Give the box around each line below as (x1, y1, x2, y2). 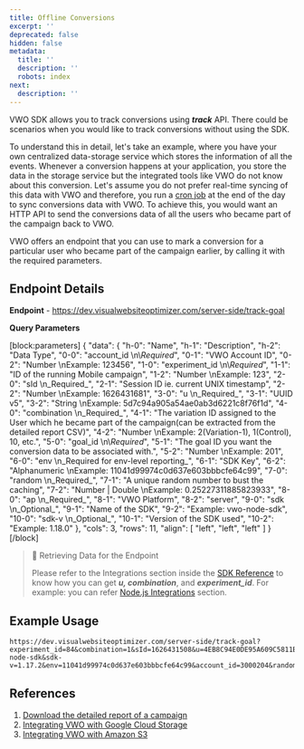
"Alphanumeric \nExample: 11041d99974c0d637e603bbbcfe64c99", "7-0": (9, 466, 288, 476)
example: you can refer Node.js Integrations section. (31, 587, 228, 598)
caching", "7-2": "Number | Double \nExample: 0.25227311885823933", (9, 485, 276, 495)
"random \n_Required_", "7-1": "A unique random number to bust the (9, 475, 264, 485)
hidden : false (9, 38, 63, 48)
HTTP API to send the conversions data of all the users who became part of (9, 208, 291, 219)
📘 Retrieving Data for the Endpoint (31, 550, 159, 562)
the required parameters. (9, 254, 102, 265)
